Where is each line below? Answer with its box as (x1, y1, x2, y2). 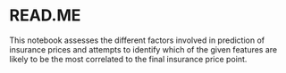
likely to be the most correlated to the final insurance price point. (9, 53, 248, 64)
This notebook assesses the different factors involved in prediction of (9, 35, 265, 45)
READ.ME (9, 5, 81, 26)
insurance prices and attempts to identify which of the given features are (9, 44, 278, 54)
